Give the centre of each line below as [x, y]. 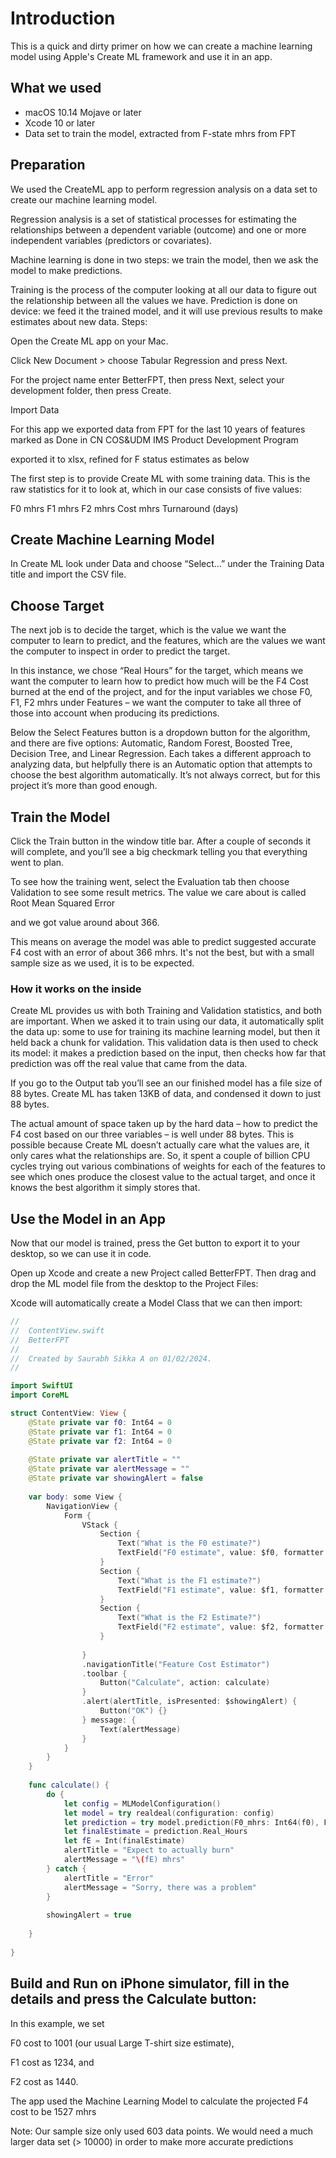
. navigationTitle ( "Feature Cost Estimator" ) [176, 1664]
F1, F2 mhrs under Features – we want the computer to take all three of [156, 703]
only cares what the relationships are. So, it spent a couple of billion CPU [160, 1156]
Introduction [63, 18]
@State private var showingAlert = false [115, 1478]
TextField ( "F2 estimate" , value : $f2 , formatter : [223, 1627]
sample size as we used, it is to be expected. [102, 963]
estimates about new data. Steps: [79, 321]
